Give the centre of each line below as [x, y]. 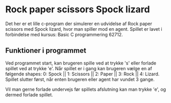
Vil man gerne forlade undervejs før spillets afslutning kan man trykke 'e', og [86, 89]
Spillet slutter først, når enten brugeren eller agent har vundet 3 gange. [80, 79]
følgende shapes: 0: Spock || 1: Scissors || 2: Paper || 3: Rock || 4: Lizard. [82, 74]
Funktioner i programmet [46, 50]
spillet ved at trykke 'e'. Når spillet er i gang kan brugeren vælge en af [79, 68]
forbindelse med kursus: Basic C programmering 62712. [64, 34]
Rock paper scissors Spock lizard [78, 9]
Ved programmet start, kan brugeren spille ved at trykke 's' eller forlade [81, 63]
